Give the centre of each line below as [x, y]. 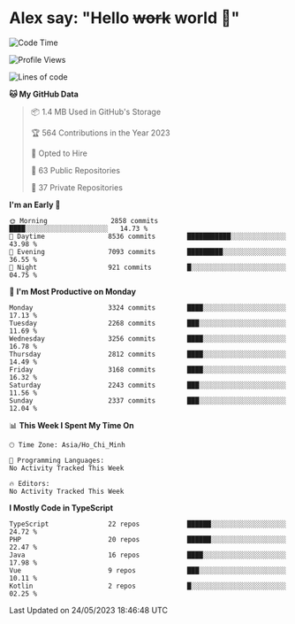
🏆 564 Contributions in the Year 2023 [100, 133]
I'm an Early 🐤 [35, 204]
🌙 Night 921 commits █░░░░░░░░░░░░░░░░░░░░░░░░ [148, 267]
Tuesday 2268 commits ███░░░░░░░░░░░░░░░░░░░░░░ [148, 323]
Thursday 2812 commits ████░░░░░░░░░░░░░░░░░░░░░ [148, 354]
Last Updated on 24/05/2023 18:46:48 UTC [88, 610]
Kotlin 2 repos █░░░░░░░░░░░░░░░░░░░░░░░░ [148, 586]
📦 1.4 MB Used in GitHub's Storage [96, 112]
